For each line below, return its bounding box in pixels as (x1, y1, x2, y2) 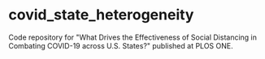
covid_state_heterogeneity (8, 6, 194, 24)
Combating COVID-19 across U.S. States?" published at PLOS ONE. (8, 40, 233, 50)
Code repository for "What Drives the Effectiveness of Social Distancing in (8, 32, 258, 42)
